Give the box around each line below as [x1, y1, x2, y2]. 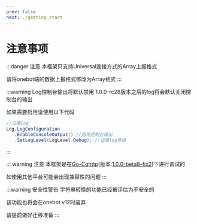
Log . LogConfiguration [6, 126, 60, 132]
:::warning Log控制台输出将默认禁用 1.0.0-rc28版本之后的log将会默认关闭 [6, 88, 186, 96]
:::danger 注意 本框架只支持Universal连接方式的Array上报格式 [6, 63, 157, 70]
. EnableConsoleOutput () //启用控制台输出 [14, 132, 113, 138]
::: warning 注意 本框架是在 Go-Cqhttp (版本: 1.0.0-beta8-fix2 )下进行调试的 [6, 160, 186, 168]
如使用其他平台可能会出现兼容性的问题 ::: [6, 173, 107, 180]
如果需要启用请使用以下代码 [6, 108, 75, 116]
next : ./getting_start [6, 14, 63, 20]
